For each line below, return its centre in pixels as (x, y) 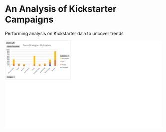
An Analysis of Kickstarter (61, 9)
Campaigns (29, 20)
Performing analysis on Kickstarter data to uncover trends (64, 33)
